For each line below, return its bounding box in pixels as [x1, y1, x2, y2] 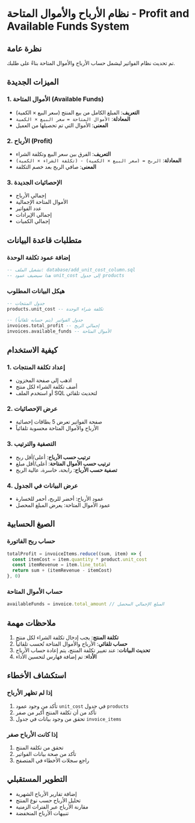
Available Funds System [7, 19, 130, 33]
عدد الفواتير [15, 205, 42, 212]
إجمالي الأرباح [15, 192, 47, 199]
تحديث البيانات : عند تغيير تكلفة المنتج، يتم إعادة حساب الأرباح [15, 647, 150, 654]
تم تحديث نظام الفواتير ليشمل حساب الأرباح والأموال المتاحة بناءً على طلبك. [7, 60, 175, 66]
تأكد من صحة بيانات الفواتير [15, 751, 77, 757]
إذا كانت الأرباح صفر [7, 730, 58, 739]
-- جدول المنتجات [7, 300, 45, 307]
